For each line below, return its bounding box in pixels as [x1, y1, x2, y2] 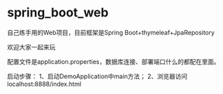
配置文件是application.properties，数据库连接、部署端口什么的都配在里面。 [7, 57, 220, 66]
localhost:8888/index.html [7, 80, 81, 88]
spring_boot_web [7, 5, 109, 21]
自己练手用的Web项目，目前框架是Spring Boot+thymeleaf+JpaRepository [7, 28, 215, 36]
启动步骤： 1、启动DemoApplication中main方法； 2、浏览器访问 [7, 72, 188, 80]
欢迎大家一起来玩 [7, 43, 56, 51]
